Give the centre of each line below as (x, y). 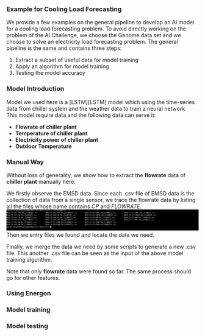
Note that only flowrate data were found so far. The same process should (99, 271)
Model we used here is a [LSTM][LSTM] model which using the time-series (101, 102)
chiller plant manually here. (41, 181)
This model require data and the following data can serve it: (81, 115)
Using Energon (29, 293)
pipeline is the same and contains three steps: (64, 48)
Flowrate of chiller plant (46, 127)
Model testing (27, 326)
